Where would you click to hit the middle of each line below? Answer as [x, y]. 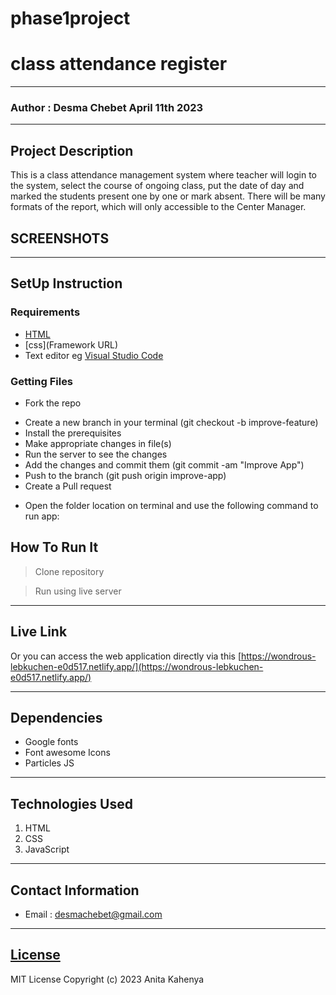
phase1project [70, 18]
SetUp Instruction [66, 283]
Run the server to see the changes [96, 454]
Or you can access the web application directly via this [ [126, 656]
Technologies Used [71, 803]
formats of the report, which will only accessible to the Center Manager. [158, 207]
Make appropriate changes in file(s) [98, 444]
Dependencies [56, 718]
